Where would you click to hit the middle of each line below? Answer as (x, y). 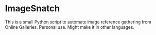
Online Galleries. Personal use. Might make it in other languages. (70, 27)
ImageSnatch (32, 9)
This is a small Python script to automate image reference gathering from (78, 22)
